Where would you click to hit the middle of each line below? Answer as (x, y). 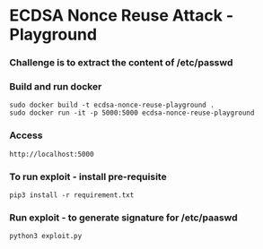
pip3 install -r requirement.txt (72, 195)
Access (26, 135)
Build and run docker (56, 87)
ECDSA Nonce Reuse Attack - (122, 16)
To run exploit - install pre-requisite (88, 176)
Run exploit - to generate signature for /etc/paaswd (123, 218)
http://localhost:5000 (52, 154)
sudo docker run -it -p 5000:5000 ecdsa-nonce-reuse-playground (132, 113)
